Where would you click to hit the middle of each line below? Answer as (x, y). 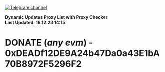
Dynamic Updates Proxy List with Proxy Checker (56, 17)
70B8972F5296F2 (43, 64)
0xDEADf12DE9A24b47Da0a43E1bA (82, 53)
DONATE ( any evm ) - (49, 43)
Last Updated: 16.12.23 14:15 (35, 23)
